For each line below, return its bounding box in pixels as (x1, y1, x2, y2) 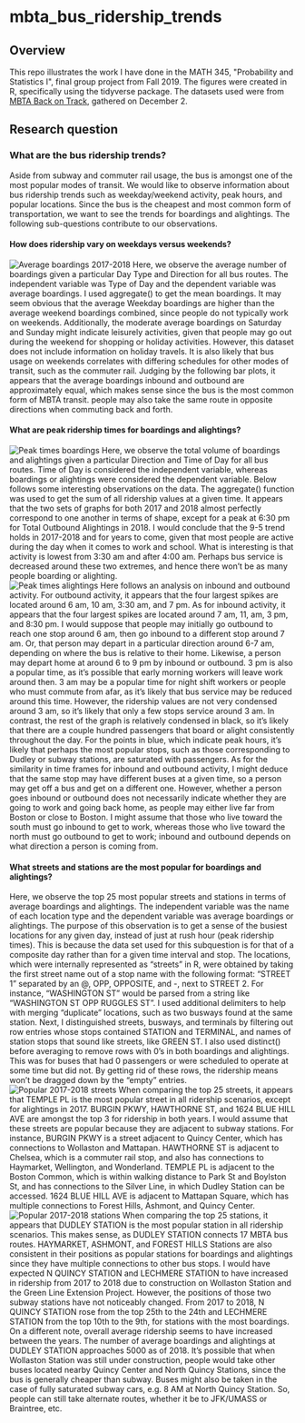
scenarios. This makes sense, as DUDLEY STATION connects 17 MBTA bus (9, 1229, 289, 1240)
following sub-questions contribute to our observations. (9, 218, 218, 229)
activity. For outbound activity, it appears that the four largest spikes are (9, 590, 279, 601)
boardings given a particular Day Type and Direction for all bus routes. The (9, 268, 289, 279)
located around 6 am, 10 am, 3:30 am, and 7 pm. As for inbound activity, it (9, 600, 286, 611)
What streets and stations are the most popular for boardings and (9, 861, 261, 872)
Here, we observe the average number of (133, 259, 288, 270)
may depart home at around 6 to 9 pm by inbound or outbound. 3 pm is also (9, 657, 293, 669)
